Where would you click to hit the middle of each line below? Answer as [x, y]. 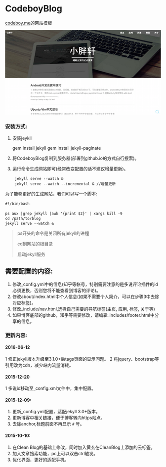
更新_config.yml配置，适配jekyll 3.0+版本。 [56, 412]
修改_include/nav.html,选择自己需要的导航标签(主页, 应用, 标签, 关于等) [84, 309]
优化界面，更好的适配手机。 [41, 460]
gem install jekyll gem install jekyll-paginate [57, 148]
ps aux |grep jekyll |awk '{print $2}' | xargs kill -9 [64, 214]
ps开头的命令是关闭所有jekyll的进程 [53, 233]
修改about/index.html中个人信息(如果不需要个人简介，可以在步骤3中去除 [86, 297]
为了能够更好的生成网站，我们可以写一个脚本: [51, 194]
